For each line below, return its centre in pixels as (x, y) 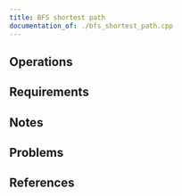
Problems (37, 153)
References (42, 183)
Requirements (49, 92)
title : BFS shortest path (57, 17)
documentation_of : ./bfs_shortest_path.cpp (91, 26)
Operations (41, 62)
